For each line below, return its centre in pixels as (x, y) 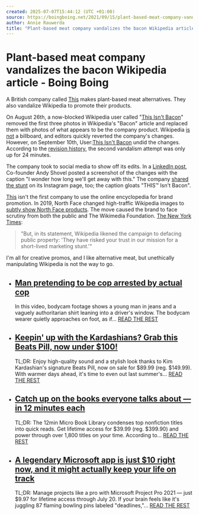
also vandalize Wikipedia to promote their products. (69, 106)
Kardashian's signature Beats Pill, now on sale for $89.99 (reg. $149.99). (103, 367)
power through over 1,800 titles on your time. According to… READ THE (102, 435)
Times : (15, 222)
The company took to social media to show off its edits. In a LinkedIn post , (97, 166)
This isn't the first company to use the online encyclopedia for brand (89, 197)
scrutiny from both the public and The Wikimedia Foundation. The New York (99, 216)
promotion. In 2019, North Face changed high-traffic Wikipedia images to (95, 203)
